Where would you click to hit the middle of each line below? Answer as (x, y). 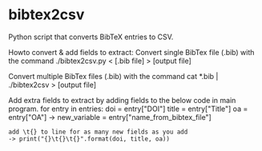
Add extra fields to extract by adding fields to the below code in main (122, 100)
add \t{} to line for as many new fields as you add (98, 132)
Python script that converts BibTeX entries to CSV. (91, 37)
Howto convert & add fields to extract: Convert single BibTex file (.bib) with (131, 52)
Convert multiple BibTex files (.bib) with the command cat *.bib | (113, 76)
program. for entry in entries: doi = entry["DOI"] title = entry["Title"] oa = (128, 109)
